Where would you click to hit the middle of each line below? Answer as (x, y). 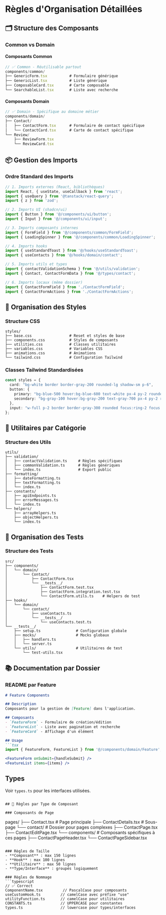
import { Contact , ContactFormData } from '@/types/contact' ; (70, 273)
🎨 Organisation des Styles (46, 307)
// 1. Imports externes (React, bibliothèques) (55, 187)
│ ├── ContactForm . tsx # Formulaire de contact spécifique (75, 125)
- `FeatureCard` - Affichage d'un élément (49, 732)
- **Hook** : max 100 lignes (35, 860)
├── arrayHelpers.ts (35, 513)
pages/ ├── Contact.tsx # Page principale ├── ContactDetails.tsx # (75, 822)
